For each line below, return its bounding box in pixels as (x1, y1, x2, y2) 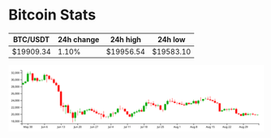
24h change (58, 35, 100, 45)
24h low (157, 35, 186, 45)
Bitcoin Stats (8, 6, 97, 24)
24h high (110, 35, 142, 45)
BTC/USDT (13, 35, 50, 45)
